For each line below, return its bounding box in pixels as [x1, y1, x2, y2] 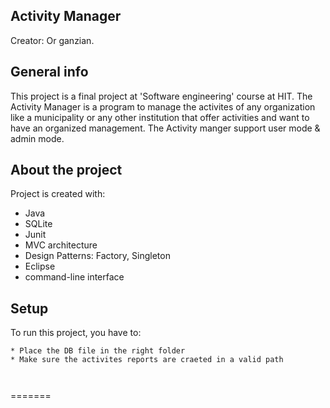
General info [10, 64, 89, 81]
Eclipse [24, 260, 56, 273]
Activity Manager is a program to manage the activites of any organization [10, 100, 316, 113]
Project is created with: [10, 188, 106, 200]
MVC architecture [24, 239, 98, 251]
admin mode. [10, 132, 65, 144]
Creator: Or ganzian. [10, 34, 95, 46]
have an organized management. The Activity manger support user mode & [10, 122, 321, 134]
